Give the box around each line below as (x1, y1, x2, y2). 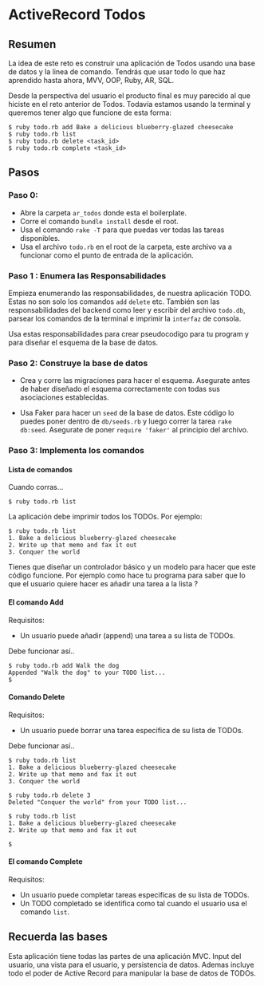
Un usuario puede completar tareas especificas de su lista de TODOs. (19, 890, 250, 900)
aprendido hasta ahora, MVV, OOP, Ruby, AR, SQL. (8, 76, 175, 85)
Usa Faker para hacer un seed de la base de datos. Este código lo (19, 408, 234, 418)
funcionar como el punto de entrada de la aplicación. (19, 250, 194, 260)
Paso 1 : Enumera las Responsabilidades (8, 270, 167, 281)
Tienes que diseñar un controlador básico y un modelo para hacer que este (8, 562, 257, 572)
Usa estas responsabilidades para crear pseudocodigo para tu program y (8, 329, 250, 338)
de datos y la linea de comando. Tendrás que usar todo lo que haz (8, 67, 226, 77)
